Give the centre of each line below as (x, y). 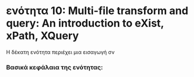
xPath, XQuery (42, 36)
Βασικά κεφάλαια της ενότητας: (55, 67)
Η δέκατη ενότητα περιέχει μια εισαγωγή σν (60, 52)
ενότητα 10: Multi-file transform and (97, 11)
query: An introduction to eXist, (85, 23)
